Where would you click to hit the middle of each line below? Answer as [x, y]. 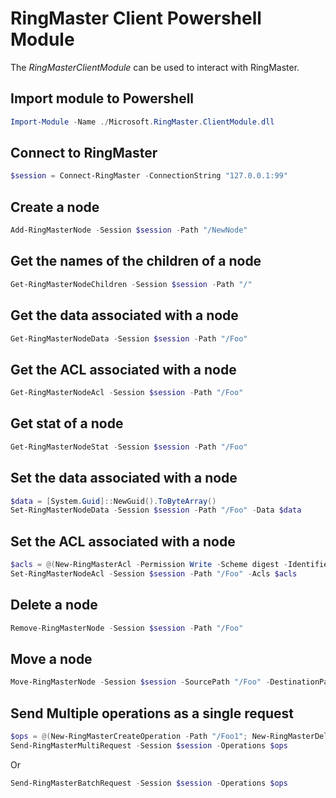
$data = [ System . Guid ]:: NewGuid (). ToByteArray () [113, 501]
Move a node [51, 658]
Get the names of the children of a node [136, 261]
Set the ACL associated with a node [123, 541]
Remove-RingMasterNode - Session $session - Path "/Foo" [127, 628]
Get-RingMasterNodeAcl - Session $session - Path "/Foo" [127, 393]
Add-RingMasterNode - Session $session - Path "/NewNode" [129, 230]
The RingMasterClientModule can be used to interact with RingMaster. [155, 67]
